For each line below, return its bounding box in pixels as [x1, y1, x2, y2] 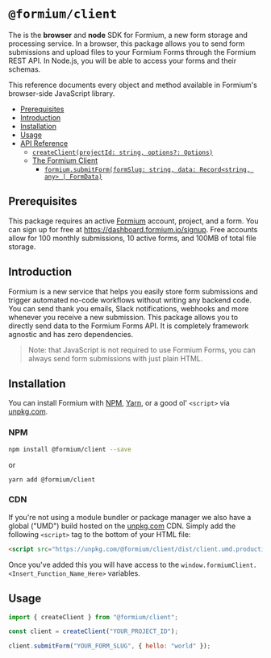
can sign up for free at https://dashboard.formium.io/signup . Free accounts [8, 224, 258, 234]
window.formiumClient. [181, 561, 257, 569]
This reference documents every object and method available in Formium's [8, 80, 258, 90]
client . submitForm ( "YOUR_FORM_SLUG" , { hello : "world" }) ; [8, 642, 211, 651]
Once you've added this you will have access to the [8, 560, 180, 569]
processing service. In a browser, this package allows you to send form [8, 39, 245, 48]
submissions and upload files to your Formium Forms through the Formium [8, 47, 256, 56]
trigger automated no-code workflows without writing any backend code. [8, 295, 252, 305]
